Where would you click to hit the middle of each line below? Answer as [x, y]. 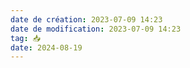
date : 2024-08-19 [46, 47]
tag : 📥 [26, 38]
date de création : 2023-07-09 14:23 [86, 19]
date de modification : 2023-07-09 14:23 [96, 29]
